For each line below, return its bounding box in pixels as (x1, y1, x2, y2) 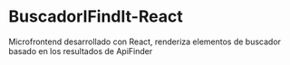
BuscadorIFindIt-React (8, 6, 183, 27)
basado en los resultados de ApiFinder (8, 45, 153, 56)
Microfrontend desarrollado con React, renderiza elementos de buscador (8, 36, 282, 47)
